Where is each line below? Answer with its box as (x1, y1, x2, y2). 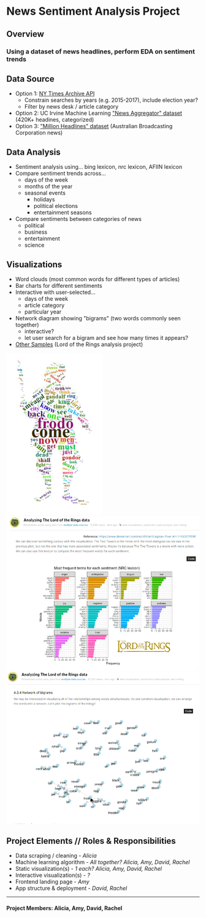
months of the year (24, 183, 73, 190)
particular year (24, 308, 62, 315)
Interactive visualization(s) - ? (15, 871, 91, 879)
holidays (33, 196, 55, 203)
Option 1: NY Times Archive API (15, 90, 95, 98)
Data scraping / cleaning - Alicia (15, 852, 97, 860)
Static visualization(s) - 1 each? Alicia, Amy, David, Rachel (15, 865, 162, 873)
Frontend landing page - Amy (15, 878, 90, 885)
